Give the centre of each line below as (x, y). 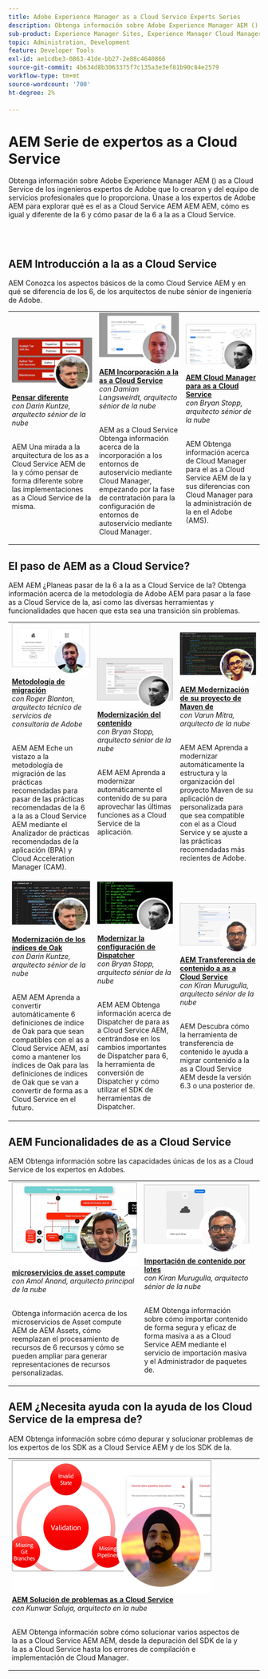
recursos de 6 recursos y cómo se (68, 1347)
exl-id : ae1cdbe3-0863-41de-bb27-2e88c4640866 (87, 59)
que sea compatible (212, 815)
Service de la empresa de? (75, 1420)
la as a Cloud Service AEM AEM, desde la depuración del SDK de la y (124, 1640)
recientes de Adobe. (213, 857)
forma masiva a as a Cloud (187, 1336)
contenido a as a (208, 968)
